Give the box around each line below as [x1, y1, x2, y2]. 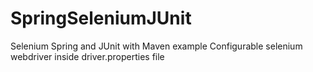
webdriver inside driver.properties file [10, 50, 165, 62]
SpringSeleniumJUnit [10, 7, 192, 30]
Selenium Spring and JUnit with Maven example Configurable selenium [10, 40, 303, 52]
